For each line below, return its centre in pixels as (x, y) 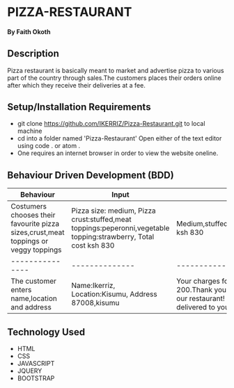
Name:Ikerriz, (93, 286)
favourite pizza (35, 224)
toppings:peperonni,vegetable (120, 228)
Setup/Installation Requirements (79, 107)
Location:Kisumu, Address (115, 294)
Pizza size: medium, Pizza (114, 211)
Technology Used (46, 332)
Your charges (198, 281)
